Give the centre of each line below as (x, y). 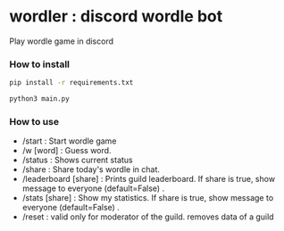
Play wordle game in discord (62, 41)
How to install (39, 64)
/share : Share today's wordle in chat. (91, 169)
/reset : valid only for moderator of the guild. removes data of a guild (148, 217)
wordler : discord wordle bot (116, 16)
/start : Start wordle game (69, 141)
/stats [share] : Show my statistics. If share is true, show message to (148, 198)
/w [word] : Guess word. (67, 151)
